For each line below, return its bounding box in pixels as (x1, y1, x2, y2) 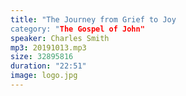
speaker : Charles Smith (10, 33, 110, 43)
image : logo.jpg (10, 71, 78, 81)
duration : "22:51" (10, 61, 87, 71)
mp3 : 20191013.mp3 (10, 42, 87, 53)
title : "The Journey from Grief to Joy (10, 14, 177, 25)
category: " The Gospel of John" (10, 24, 145, 34)
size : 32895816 (10, 52, 74, 62)
